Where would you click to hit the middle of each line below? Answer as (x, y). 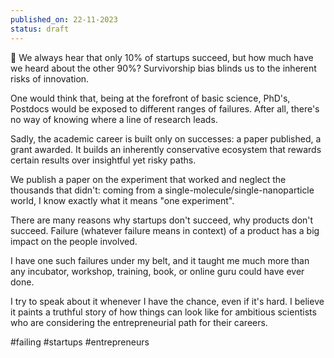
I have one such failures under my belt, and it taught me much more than (160, 260)
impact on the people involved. (74, 241)
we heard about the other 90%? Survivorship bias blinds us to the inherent (163, 68)
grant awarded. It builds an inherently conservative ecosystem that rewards (166, 149)
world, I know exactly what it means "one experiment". (122, 200)
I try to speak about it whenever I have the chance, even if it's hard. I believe (167, 301)
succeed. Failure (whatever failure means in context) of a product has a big (165, 230)
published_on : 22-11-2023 (64, 19)
